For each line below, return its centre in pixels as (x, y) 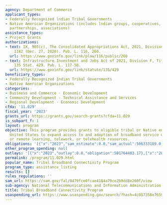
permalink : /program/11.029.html (40, 158)
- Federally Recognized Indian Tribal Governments (59, 79)
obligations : (19, 144)
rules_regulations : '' (29, 176)
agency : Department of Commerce (39, 10)
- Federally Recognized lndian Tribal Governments (59, 19)
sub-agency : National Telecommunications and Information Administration (83, 186)
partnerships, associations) (40, 28)
